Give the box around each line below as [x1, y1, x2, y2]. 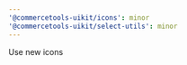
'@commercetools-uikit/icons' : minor [8, 13, 150, 23]
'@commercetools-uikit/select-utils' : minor [8, 22, 178, 31]
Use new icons [8, 46, 64, 57]
